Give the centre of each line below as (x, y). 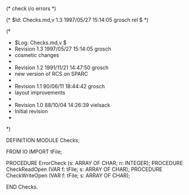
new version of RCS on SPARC (51, 74)
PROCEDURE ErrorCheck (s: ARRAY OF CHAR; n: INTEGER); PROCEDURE (94, 163)
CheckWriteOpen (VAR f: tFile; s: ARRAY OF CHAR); (68, 175)
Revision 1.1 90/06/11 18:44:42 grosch (60, 86)
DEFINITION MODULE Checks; (43, 140)
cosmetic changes (37, 55)
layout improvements (40, 93)
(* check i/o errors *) (31, 9)
